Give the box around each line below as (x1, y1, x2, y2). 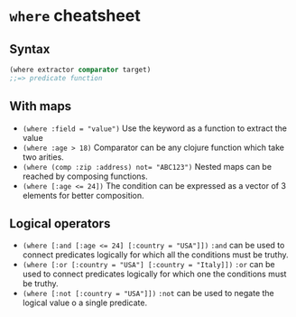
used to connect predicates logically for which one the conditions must (22, 268, 287, 280)
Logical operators (9, 216, 111, 231)
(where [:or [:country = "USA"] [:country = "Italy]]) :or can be (22, 259, 275, 270)
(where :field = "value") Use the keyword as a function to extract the (22, 123, 287, 134)
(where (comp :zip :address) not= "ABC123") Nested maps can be (22, 161, 273, 172)
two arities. (22, 151, 65, 163)
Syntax (9, 42, 51, 57)
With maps (9, 98, 72, 114)
